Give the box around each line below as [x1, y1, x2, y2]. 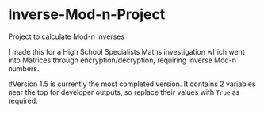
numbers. [8, 63, 40, 73]
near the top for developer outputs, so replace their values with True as [8, 87, 240, 96]
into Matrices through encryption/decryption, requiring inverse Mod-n [8, 55, 236, 65]
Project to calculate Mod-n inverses [8, 32, 125, 41]
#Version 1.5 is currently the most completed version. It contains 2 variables [8, 79, 256, 89]
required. [8, 96, 38, 105]
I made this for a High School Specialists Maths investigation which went [8, 47, 245, 56]
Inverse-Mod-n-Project [8, 6, 166, 24]
